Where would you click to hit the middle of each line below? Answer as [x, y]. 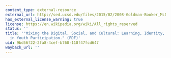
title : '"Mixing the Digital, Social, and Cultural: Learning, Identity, [85, 33]
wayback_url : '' [22, 47]
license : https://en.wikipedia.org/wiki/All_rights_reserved [72, 24]
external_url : [20, 15]
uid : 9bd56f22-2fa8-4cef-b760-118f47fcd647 [52, 43]
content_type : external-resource [41, 10]
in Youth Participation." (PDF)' [45, 38]
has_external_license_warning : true [44, 19]
